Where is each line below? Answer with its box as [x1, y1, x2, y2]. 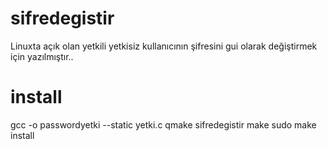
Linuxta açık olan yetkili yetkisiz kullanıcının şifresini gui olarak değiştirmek [10, 40, 318, 52]
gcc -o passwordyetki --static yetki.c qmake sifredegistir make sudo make [10, 118, 317, 131]
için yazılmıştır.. [10, 50, 74, 62]
